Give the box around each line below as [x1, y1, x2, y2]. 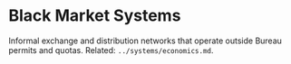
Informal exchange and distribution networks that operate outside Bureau [8, 35, 283, 46]
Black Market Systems [8, 5, 181, 26]
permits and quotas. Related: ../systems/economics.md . [8, 44, 214, 55]
